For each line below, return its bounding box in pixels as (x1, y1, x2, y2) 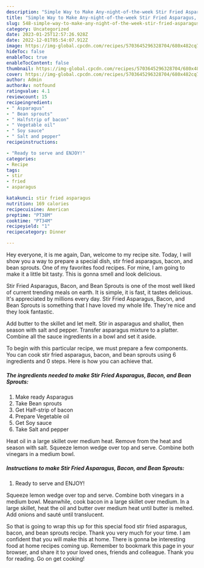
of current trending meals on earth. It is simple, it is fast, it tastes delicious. (6, 289, 193, 296)
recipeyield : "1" (6, 223, 50, 230)
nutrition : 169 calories (6, 200, 69, 207)
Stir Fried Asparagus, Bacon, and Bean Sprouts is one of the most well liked (6, 282, 195, 289)
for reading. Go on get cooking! (6, 555, 85, 562)
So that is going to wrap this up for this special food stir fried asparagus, (6, 522, 187, 530)
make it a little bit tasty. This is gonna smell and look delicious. (6, 270, 162, 278)
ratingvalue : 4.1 (6, 88, 50, 94)
